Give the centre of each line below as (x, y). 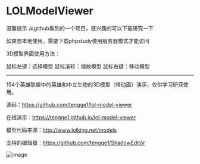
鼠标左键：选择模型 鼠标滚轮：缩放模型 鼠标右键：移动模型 (78, 66)
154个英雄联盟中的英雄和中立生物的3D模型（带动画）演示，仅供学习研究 (95, 84)
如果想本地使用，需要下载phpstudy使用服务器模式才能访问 (78, 41)
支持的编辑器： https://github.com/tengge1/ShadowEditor (76, 143)
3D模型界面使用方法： (33, 53)
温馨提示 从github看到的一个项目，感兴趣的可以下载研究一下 (80, 28)
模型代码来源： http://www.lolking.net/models (62, 130)
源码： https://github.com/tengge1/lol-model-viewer (69, 104)
